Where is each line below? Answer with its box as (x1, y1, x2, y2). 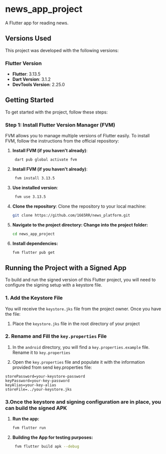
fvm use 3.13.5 (14, 194, 46, 199)
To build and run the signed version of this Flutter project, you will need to (5, 277, 156, 283)
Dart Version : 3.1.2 (12, 76, 51, 82)
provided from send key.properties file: (12, 364, 92, 370)
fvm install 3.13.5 (14, 176, 55, 181)
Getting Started (5, 96, 54, 105)
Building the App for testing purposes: (12, 434, 93, 440)
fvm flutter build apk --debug (14, 444, 79, 449)
